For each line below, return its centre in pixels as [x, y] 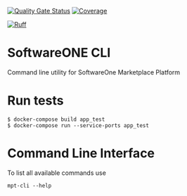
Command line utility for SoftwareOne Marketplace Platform [94, 72]
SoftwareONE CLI [59, 53]
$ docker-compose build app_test [56, 119]
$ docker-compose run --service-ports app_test [78, 125]
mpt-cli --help [30, 185]
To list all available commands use [57, 173]
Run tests [36, 101]
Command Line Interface [81, 153]
